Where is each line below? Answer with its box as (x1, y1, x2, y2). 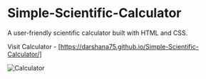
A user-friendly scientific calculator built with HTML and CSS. (7, 28, 188, 37)
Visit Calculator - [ (7, 42, 61, 51)
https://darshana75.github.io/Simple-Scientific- (60, 42, 200, 51)
